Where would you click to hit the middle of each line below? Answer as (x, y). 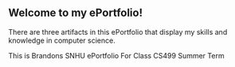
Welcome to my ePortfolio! (76, 13)
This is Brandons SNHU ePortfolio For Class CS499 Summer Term (116, 55)
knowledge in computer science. (62, 40)
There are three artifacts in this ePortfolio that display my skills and (118, 32)
